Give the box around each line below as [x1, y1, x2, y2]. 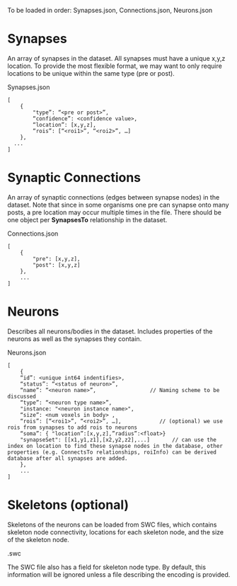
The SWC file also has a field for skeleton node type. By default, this [7, 563, 207, 571]
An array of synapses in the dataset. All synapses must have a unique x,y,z [7, 54, 226, 62]
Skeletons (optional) [7, 497, 129, 512]
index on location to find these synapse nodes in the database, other [7, 442, 223, 449]
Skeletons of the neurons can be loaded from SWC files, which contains [7, 520, 217, 529]
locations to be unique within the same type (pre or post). [7, 69, 175, 77]
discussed [7, 393, 37, 400]
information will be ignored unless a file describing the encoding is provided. [7, 570, 231, 579]
